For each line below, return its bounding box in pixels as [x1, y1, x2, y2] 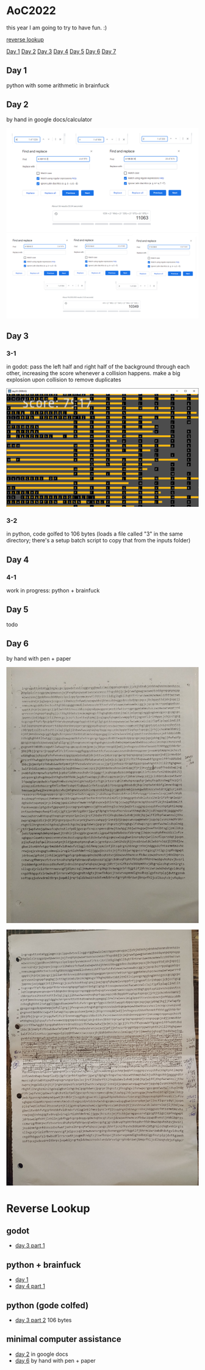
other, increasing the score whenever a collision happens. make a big [6, 369, 181, 376]
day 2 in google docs [15, 1350, 68, 1358]
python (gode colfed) [6, 1300, 89, 1311]
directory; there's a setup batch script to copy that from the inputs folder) [6, 537, 191, 544]
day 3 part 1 [15, 1242, 45, 1249]
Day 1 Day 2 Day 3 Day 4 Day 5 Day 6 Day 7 [6, 47, 117, 55]
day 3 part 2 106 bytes [15, 1316, 72, 1323]
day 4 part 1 [15, 1282, 46, 1290]
